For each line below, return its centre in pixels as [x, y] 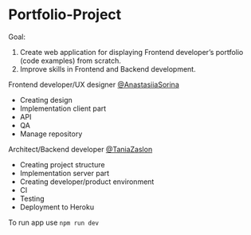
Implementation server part [65, 173]
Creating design [46, 100]
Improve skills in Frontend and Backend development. [108, 69]
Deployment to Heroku [57, 207]
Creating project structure [62, 164]
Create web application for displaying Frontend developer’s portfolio [131, 52]
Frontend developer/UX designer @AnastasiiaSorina [94, 84]
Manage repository [51, 134]
